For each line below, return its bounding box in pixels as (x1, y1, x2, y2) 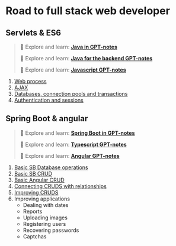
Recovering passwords (23, 226, 79, 234)
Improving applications (14, 195, 71, 202)
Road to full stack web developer (5, 4, 170, 18)
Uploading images (23, 214, 68, 221)
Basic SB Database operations (14, 164, 88, 171)
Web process (14, 78, 47, 85)
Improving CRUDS (14, 189, 59, 196)
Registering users (23, 220, 66, 227)
